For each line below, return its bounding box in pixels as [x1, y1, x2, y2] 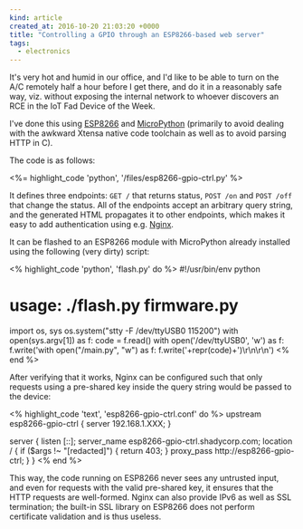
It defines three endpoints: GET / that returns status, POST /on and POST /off [9, 190, 292, 201]
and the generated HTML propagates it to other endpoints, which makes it [9, 209, 285, 220]
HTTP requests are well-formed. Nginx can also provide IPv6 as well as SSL [9, 492, 292, 503]
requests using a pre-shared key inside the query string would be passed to [9, 381, 292, 392]
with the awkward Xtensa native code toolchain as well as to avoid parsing [9, 128, 287, 139]
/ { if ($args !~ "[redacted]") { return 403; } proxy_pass [9, 446, 213, 457]
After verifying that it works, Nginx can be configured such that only [9, 372, 263, 383]
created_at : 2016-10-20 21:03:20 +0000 [9, 22, 160, 31]
